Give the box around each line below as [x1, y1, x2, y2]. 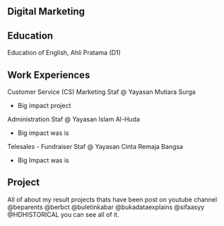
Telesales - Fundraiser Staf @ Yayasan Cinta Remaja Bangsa [7, 143, 184, 151]
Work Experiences [7, 69, 90, 81]
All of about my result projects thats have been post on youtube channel [7, 195, 218, 203]
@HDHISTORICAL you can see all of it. [7, 210, 119, 218]
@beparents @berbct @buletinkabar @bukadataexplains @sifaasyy [7, 203, 205, 211]
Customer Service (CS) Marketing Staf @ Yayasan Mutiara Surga [7, 88, 196, 96]
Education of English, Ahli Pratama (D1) [7, 49, 122, 57]
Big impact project [17, 102, 71, 110]
